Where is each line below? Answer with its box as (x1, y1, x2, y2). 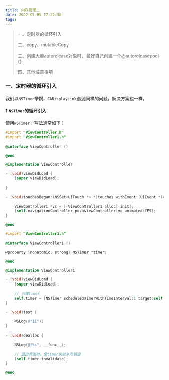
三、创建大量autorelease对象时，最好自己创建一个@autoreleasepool (17, 53, 159, 59)
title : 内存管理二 (5, 7, 40, 13)
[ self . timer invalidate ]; (14, 356, 69, 361)
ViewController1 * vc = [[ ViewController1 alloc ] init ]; (14, 204, 134, 209)
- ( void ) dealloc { (5, 333, 44, 338)
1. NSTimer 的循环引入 (5, 108, 47, 114)
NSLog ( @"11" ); (14, 319, 44, 324)
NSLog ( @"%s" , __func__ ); (14, 342, 66, 347)
